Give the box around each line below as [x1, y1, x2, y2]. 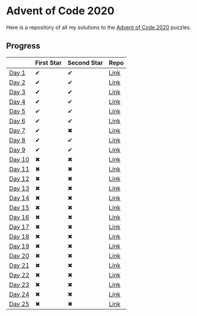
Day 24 [9, 290, 30, 298]
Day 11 [9, 165, 30, 173]
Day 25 [9, 299, 30, 308]
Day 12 [9, 174, 30, 183]
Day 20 [9, 251, 30, 260]
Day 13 [9, 184, 30, 192]
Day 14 [9, 194, 30, 202]
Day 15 [9, 203, 30, 212]
